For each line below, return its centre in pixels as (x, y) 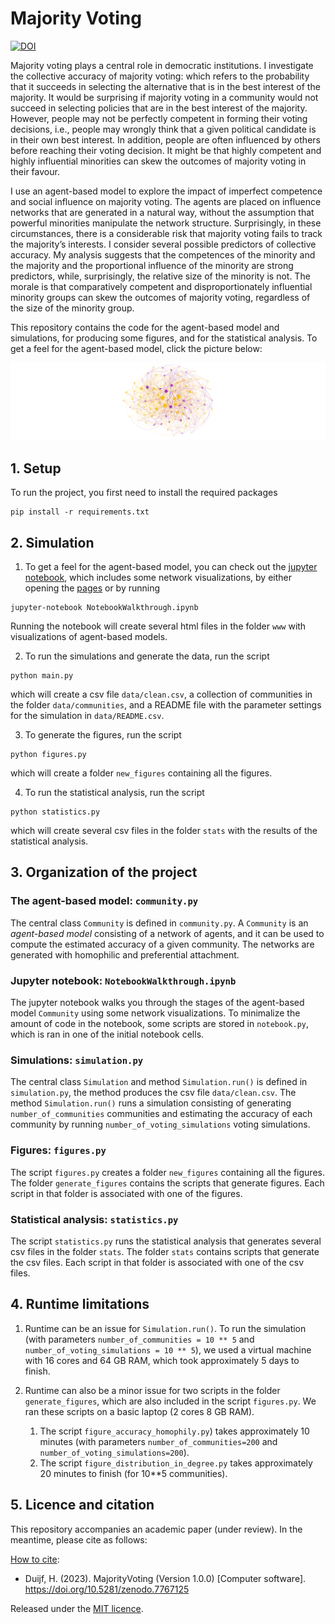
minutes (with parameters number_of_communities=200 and (158, 1441)
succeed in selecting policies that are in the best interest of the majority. (159, 108)
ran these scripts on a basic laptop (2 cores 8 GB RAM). (139, 1411)
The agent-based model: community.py (104, 901)
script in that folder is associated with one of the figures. (126, 1193)
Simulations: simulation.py (77, 1060)
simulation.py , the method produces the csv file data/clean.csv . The (153, 1093)
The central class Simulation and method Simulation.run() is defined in (159, 1082)
